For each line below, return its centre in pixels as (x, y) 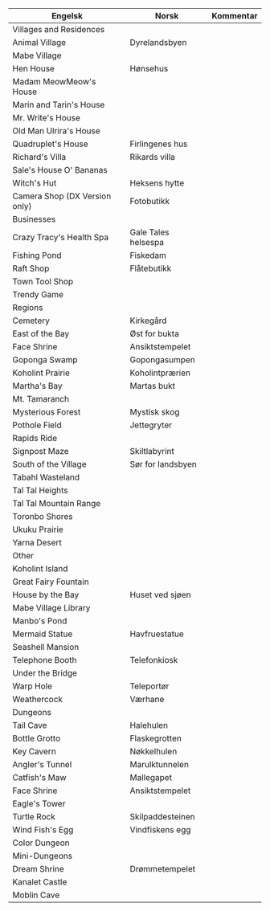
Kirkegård (148, 321)
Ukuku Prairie (38, 529)
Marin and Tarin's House (59, 105)
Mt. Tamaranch (41, 399)
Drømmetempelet (162, 869)
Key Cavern (34, 752)
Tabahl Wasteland (46, 477)
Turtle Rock (34, 817)
